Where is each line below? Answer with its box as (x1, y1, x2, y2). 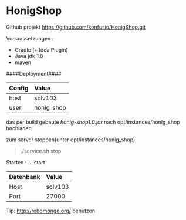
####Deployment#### (6, 70, 62, 77)
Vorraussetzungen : (6, 35, 54, 42)
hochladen (6, 124, 32, 131)
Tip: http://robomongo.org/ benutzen (6, 207, 96, 214)
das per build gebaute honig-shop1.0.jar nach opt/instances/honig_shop (6, 119, 180, 126)
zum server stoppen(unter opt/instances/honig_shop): (6, 136, 137, 143)
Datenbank (9, 172, 40, 181)
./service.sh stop (20, 147, 62, 154)
